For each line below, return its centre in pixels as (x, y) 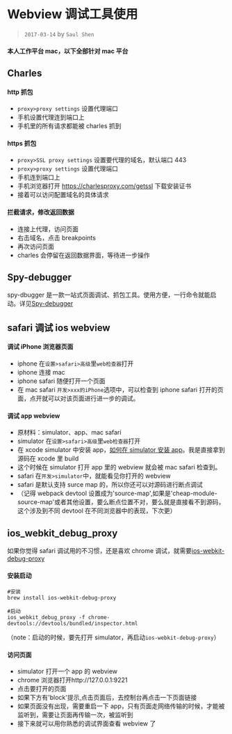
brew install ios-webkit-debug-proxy (62, 598)
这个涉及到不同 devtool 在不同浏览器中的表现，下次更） (97, 511)
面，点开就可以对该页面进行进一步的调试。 (78, 398)
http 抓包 (20, 92)
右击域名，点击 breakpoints (56, 237)
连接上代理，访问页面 (48, 229)
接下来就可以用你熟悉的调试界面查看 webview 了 (86, 724)
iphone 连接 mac (41, 372)
